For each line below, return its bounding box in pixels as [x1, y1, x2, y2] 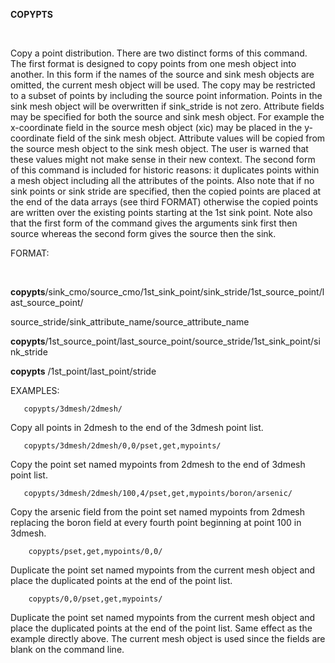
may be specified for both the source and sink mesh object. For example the [10, 111, 325, 123]
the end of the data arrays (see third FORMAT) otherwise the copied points [10, 196, 319, 208]
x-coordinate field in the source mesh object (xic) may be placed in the [10, 122, 303, 133]
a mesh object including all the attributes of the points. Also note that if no [10, 175, 315, 186]
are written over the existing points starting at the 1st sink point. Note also [10, 207, 313, 218]
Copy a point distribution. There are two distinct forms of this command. [10, 47, 308, 59]
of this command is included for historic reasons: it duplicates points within [10, 164, 320, 176]
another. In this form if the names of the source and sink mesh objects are [10, 69, 315, 80]
